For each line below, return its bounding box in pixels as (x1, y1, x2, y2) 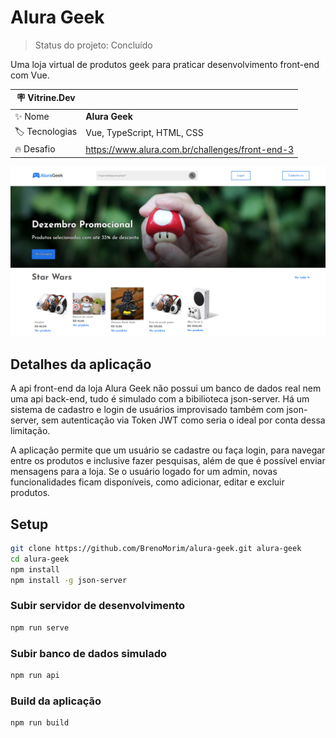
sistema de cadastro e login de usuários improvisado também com (10, 404, 285, 416)
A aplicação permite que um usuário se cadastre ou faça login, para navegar (10, 444, 326, 456)
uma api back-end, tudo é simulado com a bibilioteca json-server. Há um (10, 393, 310, 405)
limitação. (10, 425, 51, 437)
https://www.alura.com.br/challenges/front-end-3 (85, 143, 295, 155)
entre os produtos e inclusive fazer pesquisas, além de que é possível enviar (10, 455, 326, 467)
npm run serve (10, 622, 70, 633)
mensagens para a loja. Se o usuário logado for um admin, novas (10, 466, 278, 478)
